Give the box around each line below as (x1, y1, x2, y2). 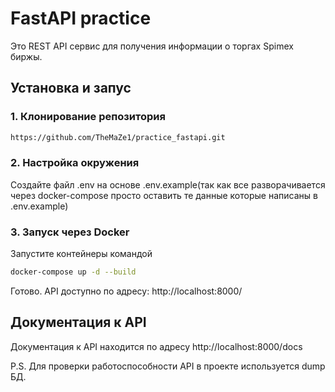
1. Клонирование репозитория (10, 110, 166, 124)
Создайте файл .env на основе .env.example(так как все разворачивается (10, 178, 326, 191)
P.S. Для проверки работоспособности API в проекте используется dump (10, 360, 326, 372)
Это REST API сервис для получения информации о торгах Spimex (10, 40, 294, 52)
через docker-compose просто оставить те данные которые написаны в (10, 189, 318, 201)
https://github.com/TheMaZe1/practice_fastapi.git (10, 132, 226, 142)
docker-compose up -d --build (10, 267, 137, 277)
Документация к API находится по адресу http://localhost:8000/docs (10, 340, 303, 352)
